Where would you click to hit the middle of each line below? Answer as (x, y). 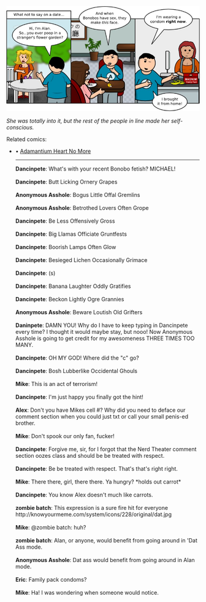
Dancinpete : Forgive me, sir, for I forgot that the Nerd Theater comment (106, 449)
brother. (25, 423)
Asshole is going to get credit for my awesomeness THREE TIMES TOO (105, 338)
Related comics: (27, 139)
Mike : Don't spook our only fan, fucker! (65, 436)
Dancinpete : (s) (35, 273)
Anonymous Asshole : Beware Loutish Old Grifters (79, 312)
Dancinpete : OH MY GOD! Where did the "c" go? (77, 358)
